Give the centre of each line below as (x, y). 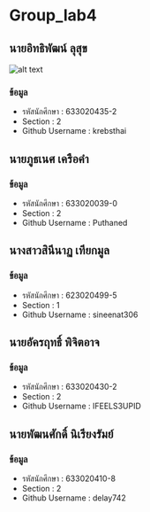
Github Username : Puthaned (75, 222)
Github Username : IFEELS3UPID (81, 406)
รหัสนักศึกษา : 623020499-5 (69, 295)
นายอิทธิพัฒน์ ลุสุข (49, 48)
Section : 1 (41, 305)
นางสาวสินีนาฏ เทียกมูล (60, 250)
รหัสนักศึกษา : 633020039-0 (69, 203)
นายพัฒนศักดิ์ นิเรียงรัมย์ (61, 434)
